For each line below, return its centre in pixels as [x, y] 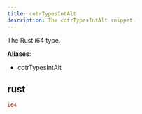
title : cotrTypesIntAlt [42, 14]
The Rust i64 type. [34, 40]
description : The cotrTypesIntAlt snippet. [72, 20]
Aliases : [19, 54]
